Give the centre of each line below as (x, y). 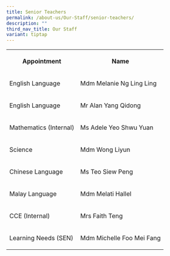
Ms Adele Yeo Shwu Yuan (117, 127)
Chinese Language (36, 172)
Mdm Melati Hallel (106, 194)
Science (21, 150)
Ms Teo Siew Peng (107, 172)
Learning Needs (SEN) (42, 238)
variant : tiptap (27, 35)
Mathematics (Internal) (42, 127)
